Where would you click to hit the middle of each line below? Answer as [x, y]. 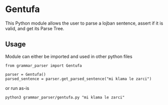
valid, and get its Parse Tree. [35, 28]
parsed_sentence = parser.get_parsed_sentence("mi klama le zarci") [78, 79]
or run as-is [17, 88]
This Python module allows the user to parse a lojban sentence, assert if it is [84, 23]
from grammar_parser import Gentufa [44, 66]
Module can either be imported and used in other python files [69, 56]
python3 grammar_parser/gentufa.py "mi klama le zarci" [65, 97]
